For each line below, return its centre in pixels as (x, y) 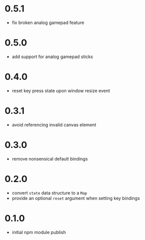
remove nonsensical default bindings (50, 158)
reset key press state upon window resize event (61, 90)
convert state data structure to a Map (50, 192)
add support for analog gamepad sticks (52, 56)
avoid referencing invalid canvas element (54, 124)
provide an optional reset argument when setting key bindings (76, 198)
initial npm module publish (39, 232)
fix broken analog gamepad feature (48, 22)
